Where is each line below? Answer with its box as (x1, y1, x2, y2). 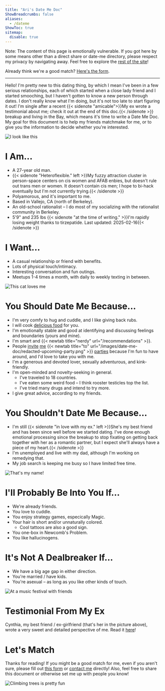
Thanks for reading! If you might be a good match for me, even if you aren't (5, 660, 158, 666)
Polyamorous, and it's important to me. (12, 193, 91, 199)
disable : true (9, 35, 38, 40)
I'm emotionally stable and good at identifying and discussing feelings (12, 327, 154, 333)
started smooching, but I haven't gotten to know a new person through (5, 93, 148, 98)
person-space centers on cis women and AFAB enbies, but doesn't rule (12, 178, 157, 184)
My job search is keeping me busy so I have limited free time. (12, 460, 137, 466)
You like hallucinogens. (12, 534, 59, 540)
